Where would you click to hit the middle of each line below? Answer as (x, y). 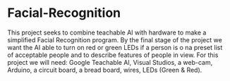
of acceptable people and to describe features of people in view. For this (113, 55)
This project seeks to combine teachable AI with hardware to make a (107, 32)
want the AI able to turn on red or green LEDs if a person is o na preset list (115, 47)
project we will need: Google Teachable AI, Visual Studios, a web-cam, (110, 62)
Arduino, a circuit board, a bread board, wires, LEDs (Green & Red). (105, 70)
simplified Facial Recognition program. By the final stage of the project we (115, 39)
